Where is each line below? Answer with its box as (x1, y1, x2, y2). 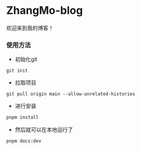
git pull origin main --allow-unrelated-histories (6, 91, 136, 97)
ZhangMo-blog (6, 4, 83, 17)
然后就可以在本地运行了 (14, 126, 73, 133)
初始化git (14, 55, 38, 63)
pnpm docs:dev (6, 138, 42, 145)
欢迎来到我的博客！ (6, 24, 54, 31)
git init (6, 67, 28, 74)
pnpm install (6, 114, 39, 120)
